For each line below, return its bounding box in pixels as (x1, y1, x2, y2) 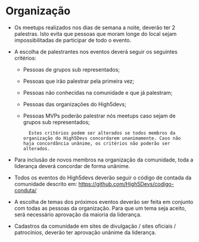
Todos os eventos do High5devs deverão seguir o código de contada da (14, 174, 192, 181)
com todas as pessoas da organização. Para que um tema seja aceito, (14, 204, 186, 212)
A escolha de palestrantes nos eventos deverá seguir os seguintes (14, 48, 178, 55)
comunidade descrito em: (14, 180, 77, 187)
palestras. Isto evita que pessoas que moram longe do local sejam (14, 30, 177, 37)
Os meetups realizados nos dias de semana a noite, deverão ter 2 (14, 24, 176, 31)
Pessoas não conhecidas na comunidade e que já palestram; (23, 89, 173, 96)
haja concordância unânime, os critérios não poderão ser (23, 140, 170, 147)
